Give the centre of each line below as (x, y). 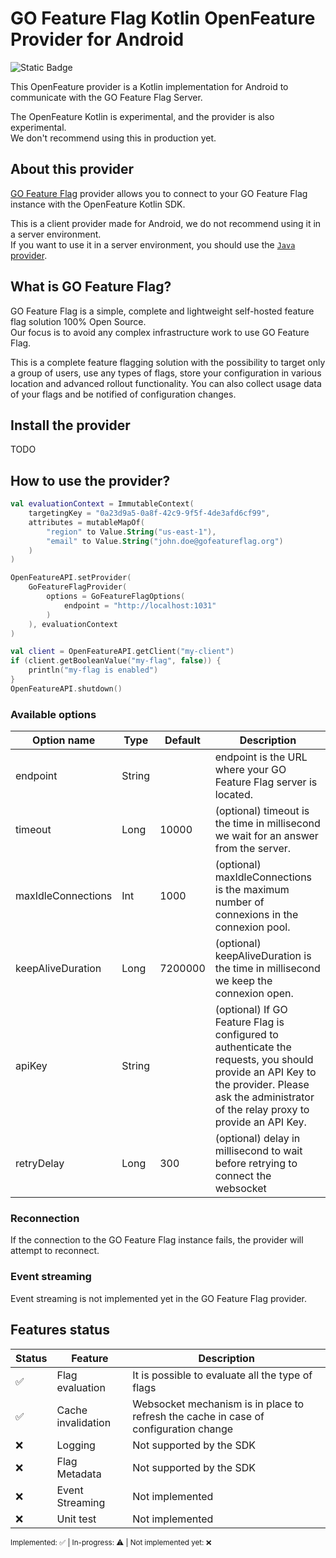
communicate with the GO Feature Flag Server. (106, 97)
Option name (64, 740)
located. (233, 795)
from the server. (253, 849)
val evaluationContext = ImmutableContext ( (102, 504)
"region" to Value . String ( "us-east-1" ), (131, 532)
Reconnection (45, 1219)
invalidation (84, 1422)
